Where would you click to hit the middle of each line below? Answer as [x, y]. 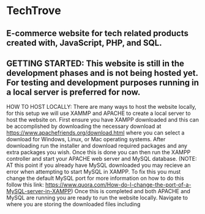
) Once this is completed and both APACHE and [131, 191]
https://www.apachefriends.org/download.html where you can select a [95, 133]
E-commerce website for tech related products [97, 33]
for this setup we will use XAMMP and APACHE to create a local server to [99, 113]
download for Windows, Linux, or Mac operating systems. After [86, 139]
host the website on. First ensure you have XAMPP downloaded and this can [102, 120]
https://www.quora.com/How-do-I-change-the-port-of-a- [118, 185]
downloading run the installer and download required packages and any [97, 146]
